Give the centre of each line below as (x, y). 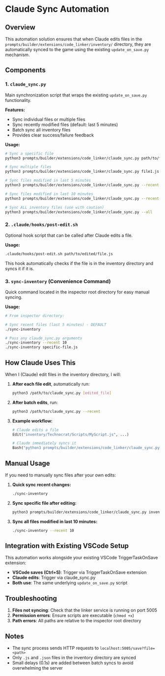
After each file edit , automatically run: (51, 384)
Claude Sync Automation (57, 9)
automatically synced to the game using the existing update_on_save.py (77, 49)
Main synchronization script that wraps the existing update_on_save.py (76, 95)
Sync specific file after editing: (44, 503)
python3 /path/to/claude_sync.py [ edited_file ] (62, 393)
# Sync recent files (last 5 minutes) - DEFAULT (56, 324)
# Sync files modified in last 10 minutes (49, 194)
